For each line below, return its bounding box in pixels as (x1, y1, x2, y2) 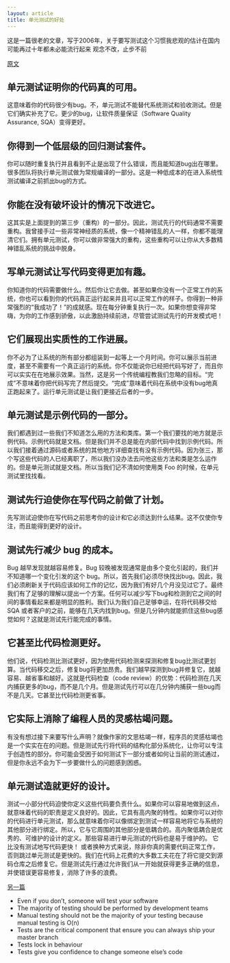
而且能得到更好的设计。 (18, 522, 86, 530)
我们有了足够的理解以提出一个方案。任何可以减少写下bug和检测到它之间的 (7, 589, 216, 598)
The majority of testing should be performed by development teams (16, 904, 209, 912)
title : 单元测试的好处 (7, 16, 65, 23)
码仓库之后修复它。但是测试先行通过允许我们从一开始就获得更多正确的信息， (7, 860, 223, 868)
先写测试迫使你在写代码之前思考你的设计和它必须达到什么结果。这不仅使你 (7, 513, 217, 522)
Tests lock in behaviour (16, 940, 83, 949)
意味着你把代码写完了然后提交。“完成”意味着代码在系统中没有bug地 (21, 378, 212, 387)
